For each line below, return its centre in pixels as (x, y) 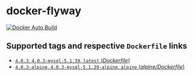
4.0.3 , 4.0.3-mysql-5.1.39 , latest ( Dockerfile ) (72, 60)
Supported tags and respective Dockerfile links (97, 46)
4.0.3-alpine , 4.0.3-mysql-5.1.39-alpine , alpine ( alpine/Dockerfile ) (100, 66)
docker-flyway (44, 11)
